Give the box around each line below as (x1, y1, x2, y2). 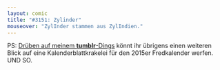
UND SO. (7, 56, 33, 65)
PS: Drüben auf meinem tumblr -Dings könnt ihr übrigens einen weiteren (7, 42, 212, 50)
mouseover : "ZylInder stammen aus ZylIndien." (7, 23, 143, 30)
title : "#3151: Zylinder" (7, 16, 81, 23)
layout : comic (7, 10, 48, 17)
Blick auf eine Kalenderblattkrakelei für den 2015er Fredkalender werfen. (7, 49, 214, 57)
